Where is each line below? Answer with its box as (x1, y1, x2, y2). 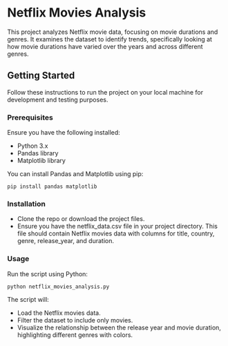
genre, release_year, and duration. (17, 237, 114, 245)
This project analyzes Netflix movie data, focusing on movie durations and (7, 28, 218, 36)
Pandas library (17, 149, 59, 157)
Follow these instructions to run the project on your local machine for (7, 88, 204, 96)
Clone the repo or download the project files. (17, 215, 145, 223)
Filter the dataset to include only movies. (17, 316, 133, 324)
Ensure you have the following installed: (7, 128, 121, 137)
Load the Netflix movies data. (17, 309, 102, 317)
